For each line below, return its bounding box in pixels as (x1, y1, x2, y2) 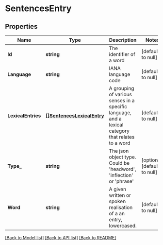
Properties (5, 22, 38, 31)
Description (109, 37, 137, 43)
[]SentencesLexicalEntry (46, 112, 104, 119)
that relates (109, 134, 135, 140)
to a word (109, 140, 130, 146)
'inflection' (109, 172, 133, 178)
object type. (109, 154, 136, 160)
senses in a (109, 97, 135, 104)
